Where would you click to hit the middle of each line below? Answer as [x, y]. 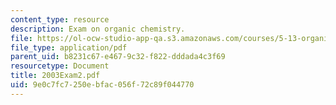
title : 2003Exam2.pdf [55, 76]
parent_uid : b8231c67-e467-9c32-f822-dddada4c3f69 [118, 57]
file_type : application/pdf [69, 47]
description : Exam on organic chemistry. [98, 29]
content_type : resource [60, 19]
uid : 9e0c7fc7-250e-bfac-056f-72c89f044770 [102, 85]
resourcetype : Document [60, 66]
